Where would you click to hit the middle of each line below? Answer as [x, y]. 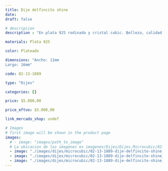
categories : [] [21, 92]
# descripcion [20, 28]
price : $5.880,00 [23, 101]
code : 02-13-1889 [23, 74]
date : [11, 15]
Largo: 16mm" [19, 65]
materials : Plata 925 [28, 42]
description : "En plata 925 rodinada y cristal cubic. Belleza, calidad [84, 33]
